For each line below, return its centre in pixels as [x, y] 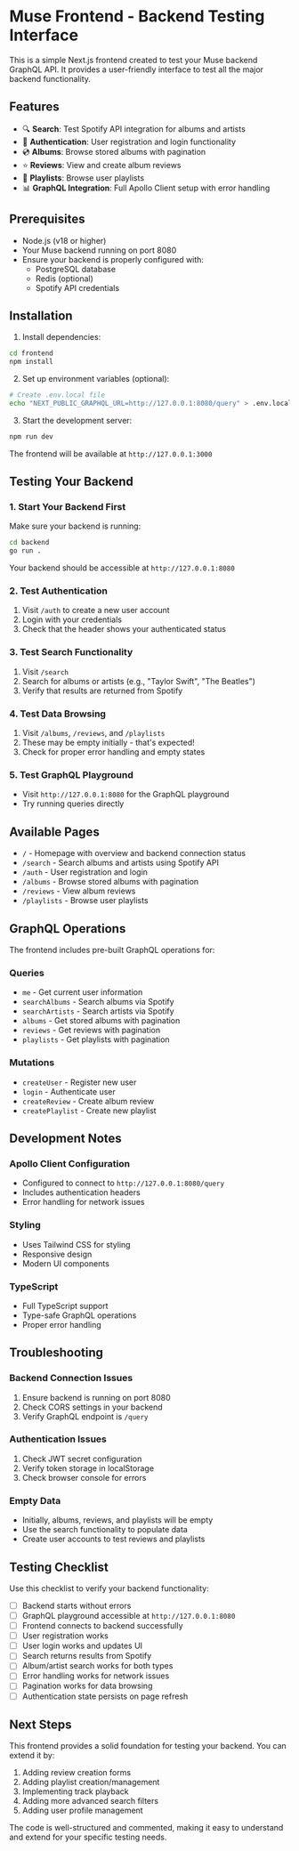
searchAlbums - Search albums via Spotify [98, 1002]
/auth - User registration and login [85, 872]
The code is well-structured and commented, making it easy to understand [146, 1828]
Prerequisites [47, 219]
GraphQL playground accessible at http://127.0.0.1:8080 [129, 1616]
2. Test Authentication [59, 591]
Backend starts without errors [77, 1605]
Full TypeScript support [65, 1305]
